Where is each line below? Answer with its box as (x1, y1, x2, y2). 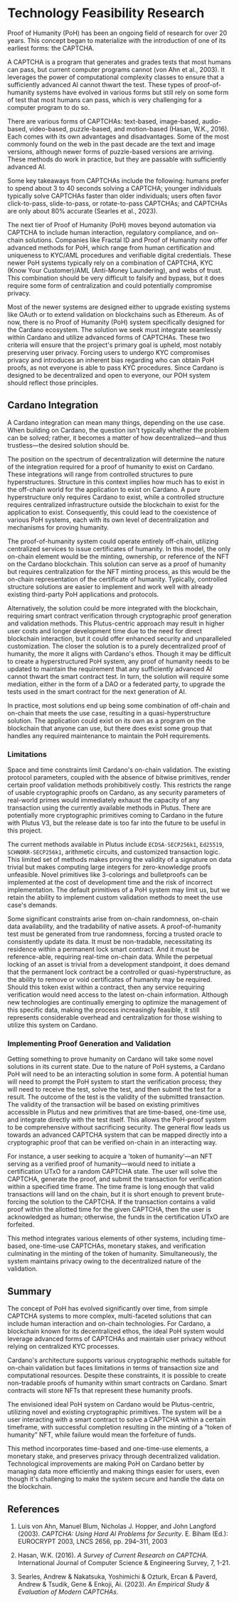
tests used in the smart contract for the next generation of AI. (7, 687, 187, 695)
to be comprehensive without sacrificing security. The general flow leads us (7, 1123, 230, 1132)
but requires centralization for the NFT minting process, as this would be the (7, 567, 231, 576)
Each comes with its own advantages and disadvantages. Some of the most (7, 132, 230, 141)
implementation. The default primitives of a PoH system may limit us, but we (7, 885, 230, 894)
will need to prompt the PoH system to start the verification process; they (7, 1077, 222, 1086)
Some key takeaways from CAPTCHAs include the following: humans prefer (7, 176, 229, 185)
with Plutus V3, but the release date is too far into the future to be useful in (7, 819, 226, 828)
